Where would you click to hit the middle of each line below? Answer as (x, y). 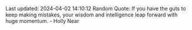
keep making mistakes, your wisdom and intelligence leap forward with (92, 15)
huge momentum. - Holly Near (42, 21)
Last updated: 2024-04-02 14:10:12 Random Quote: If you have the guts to (96, 9)
